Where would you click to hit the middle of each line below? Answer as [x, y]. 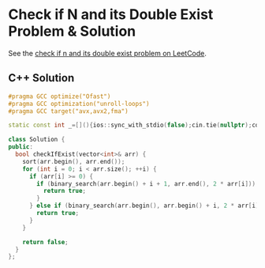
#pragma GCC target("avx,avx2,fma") [68, 111]
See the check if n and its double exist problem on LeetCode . [108, 53]
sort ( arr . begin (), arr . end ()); [74, 161]
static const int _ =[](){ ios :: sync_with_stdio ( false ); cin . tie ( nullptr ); [130, 125]
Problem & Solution [72, 31]
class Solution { [37, 140]
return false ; [45, 242]
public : [21, 147]
